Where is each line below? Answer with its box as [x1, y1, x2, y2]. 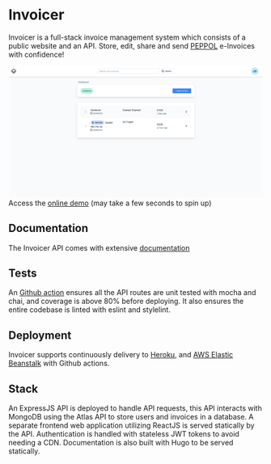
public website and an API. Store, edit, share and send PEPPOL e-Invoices [8, 40, 255, 50]
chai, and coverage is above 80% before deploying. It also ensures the [8, 297, 244, 306]
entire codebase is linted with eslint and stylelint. [8, 305, 171, 314]
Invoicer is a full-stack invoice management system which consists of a [8, 32, 247, 42]
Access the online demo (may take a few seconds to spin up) [8, 198, 212, 208]
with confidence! [8, 49, 65, 59]
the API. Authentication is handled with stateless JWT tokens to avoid [8, 429, 240, 439]
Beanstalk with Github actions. [8, 358, 110, 369]
